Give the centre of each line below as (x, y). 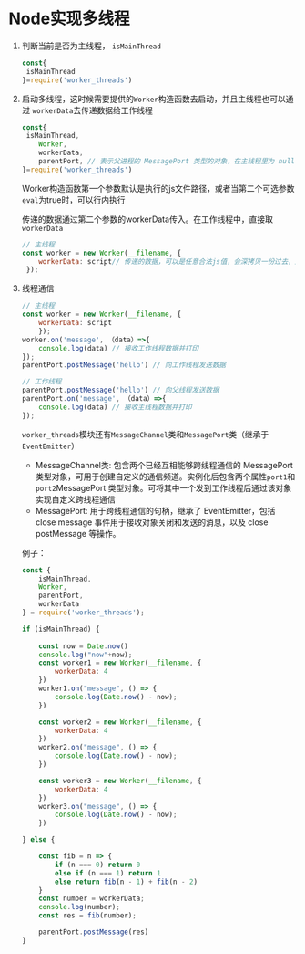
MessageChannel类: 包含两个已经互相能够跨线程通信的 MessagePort (164, 465)
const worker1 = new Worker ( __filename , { (120, 663)
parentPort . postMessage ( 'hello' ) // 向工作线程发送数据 (124, 365)
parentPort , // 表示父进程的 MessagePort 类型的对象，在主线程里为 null (167, 162)
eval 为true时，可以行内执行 (73, 199)
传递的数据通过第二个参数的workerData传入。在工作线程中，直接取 (147, 219)
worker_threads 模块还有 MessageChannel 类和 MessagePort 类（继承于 (145, 434)
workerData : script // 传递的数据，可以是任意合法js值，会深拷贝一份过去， (167, 261)
